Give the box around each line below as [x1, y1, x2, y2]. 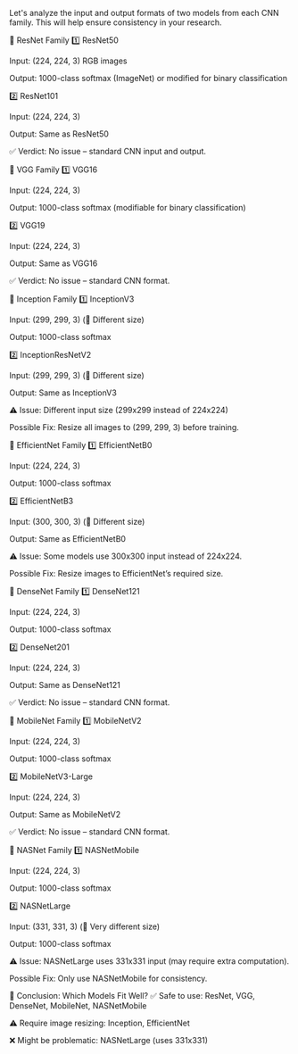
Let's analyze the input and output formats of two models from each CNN [9, 8, 279, 18]
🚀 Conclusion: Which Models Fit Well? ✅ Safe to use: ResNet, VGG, [9, 991, 256, 1000]
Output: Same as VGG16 [9, 258, 98, 269]
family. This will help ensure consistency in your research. [9, 17, 222, 28]
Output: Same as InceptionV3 [9, 387, 118, 398]
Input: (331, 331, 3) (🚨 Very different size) [9, 921, 161, 932]
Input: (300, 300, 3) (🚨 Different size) [9, 517, 145, 527]
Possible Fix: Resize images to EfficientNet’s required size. [9, 568, 224, 578]
